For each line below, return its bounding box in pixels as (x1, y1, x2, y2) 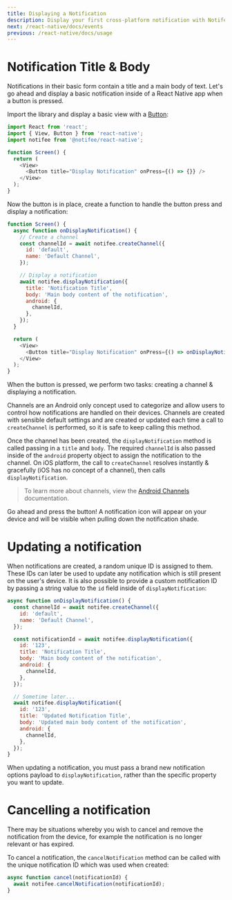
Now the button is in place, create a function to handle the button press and (7, 200, 222, 208)
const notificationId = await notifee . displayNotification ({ (13, 636, 193, 643)
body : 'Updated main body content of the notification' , (19, 719, 187, 726)
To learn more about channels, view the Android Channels (23, 487, 190, 495)
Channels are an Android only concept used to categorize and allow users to (7, 401, 225, 410)
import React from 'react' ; (7, 124, 88, 131)
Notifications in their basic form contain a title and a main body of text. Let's (7, 82, 223, 91)
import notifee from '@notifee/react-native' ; (7, 136, 144, 143)
